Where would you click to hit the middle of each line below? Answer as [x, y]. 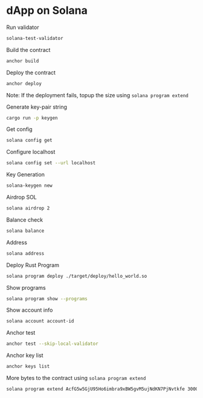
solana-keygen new [29, 186]
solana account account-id [40, 321]
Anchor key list [25, 355]
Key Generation [26, 175]
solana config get [29, 140]
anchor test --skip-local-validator [52, 344]
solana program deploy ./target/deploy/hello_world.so [77, 276]
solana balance [25, 231]
